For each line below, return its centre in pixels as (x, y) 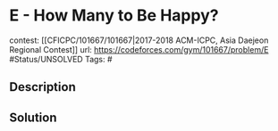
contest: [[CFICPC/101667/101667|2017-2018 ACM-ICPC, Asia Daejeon (139, 40)
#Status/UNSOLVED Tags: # (61, 59)
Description (42, 87)
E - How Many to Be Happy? (114, 16)
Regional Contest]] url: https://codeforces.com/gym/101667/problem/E (139, 49)
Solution (33, 117)
